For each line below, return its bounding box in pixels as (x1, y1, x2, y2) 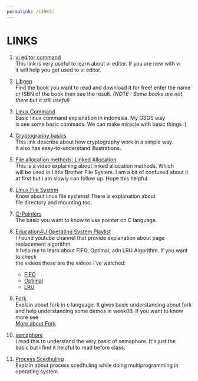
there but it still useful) (15, 96, 70, 103)
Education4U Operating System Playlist (15, 228, 111, 235)
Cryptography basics (15, 132, 67, 139)
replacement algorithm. (15, 240, 72, 248)
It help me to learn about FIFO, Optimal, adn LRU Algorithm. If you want (15, 246, 188, 254)
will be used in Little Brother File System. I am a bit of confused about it (15, 168, 189, 175)
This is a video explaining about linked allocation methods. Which (15, 162, 174, 169)
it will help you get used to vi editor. (15, 66, 102, 73)
